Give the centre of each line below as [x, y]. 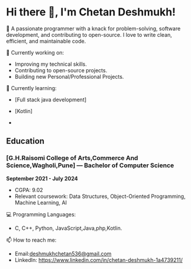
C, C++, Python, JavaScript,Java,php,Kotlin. [68, 228]
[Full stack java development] [51, 100]
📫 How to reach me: [31, 240]
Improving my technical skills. [51, 64]
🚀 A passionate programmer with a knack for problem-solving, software [93, 28]
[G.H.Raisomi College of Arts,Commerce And [72, 158]
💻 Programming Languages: [41, 214]
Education [25, 141]
